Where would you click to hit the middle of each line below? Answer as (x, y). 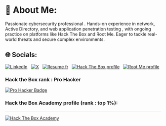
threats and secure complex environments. (61, 39)
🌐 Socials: (21, 55)
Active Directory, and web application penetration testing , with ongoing (78, 29)
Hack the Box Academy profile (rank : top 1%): (62, 103)
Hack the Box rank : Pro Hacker (43, 79)
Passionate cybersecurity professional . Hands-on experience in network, (80, 24)
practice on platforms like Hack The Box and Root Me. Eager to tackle (76, 34)
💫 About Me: (31, 10)
